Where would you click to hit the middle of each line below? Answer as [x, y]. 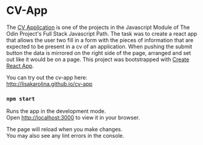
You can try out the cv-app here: [47, 77]
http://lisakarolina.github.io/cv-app [49, 84]
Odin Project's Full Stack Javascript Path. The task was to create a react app [102, 33]
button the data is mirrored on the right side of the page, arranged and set [99, 53]
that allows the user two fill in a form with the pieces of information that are [100, 40]
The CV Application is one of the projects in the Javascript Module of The [98, 27]
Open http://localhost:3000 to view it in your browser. [73, 118]
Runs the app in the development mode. [56, 111]
